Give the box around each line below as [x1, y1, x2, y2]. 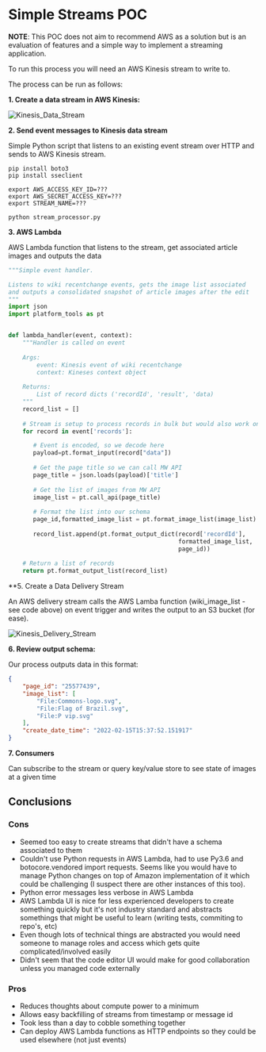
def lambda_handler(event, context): [8, 332, 133, 340]
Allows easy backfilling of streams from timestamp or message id [19, 1010, 234, 1019]
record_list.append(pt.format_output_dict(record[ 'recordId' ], [32, 530, 246, 538]
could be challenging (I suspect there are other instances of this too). [19, 879, 245, 889]
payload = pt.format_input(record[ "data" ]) [32, 449, 172, 457]
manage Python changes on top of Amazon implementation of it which [19, 870, 250, 880]
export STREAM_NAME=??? [8, 199, 87, 207]
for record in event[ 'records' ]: [22, 427, 133, 436]
